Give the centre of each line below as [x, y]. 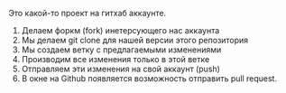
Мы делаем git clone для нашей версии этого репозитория [135, 40]
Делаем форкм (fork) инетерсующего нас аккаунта [120, 30]
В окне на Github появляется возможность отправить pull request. [149, 79]
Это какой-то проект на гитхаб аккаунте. [88, 13]
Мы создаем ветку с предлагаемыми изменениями [121, 50]
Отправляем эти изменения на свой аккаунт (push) [120, 69]
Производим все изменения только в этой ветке [115, 59]
